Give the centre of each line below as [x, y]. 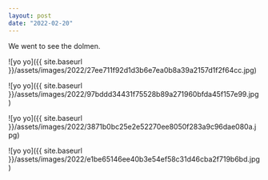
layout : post [30, 16]
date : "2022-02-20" [41, 23]
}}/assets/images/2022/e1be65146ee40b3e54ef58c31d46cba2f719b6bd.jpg [134, 159]
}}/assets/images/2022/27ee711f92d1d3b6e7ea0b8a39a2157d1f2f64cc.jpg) [133, 70]
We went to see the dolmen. [54, 46]
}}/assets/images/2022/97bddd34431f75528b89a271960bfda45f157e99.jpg [134, 94]
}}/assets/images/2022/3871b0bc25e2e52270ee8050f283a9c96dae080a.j [132, 126]
